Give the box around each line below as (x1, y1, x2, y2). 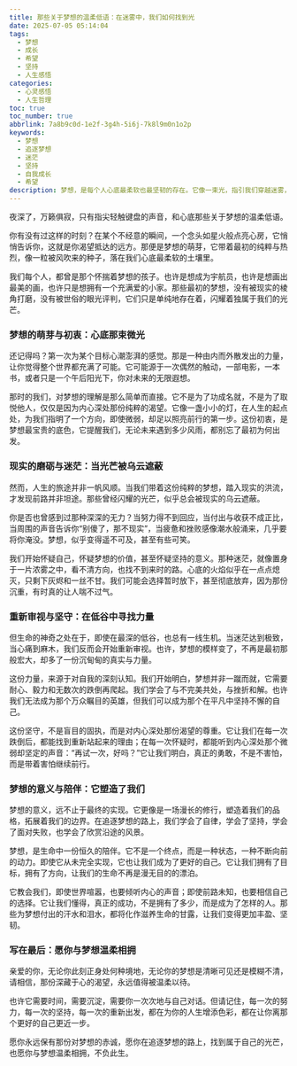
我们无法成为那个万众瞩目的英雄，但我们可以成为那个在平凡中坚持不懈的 (9, 695, 272, 705)
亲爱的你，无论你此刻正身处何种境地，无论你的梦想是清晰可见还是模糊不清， (9, 966, 288, 977)
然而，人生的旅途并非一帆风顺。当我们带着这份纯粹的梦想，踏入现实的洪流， (9, 482, 288, 493)
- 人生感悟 (17, 71, 52, 80)
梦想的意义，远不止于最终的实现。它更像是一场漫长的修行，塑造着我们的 (9, 805, 272, 815)
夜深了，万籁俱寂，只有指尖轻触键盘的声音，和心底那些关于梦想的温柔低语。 (9, 212, 288, 222)
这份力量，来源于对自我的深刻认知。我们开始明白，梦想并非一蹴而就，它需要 (9, 673, 288, 683)
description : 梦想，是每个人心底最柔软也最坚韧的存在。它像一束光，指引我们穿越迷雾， (9, 186, 292, 195)
